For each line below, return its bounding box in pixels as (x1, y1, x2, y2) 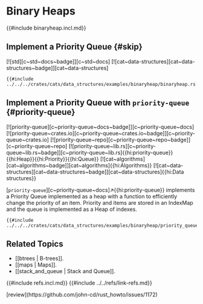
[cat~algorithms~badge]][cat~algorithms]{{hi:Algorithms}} (6, 161, 152, 169)
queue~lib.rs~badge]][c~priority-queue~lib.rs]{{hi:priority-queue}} (6, 149, 173, 156)
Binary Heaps (6, 4, 76, 18)
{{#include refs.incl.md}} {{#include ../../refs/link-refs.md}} (6, 279, 152, 286)
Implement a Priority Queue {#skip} (6, 42, 143, 52)
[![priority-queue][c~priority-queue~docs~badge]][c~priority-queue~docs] (6, 123, 195, 131)
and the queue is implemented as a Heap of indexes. (6, 205, 137, 213)
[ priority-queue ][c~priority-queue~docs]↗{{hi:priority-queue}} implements (6, 186, 195, 193)
